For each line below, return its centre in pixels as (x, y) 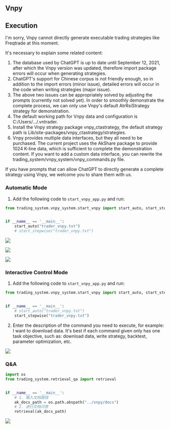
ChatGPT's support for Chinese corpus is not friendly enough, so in (83, 79)
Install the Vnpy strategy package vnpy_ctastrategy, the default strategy (88, 127)
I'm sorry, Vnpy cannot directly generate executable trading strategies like (82, 38)
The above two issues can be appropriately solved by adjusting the (82, 95)
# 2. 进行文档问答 (31, 407)
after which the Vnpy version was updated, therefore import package (84, 68)
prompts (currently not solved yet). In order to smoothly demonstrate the (88, 100)
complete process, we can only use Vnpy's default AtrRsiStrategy (81, 106)
